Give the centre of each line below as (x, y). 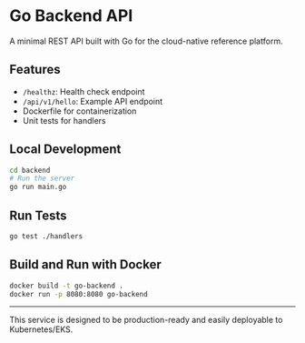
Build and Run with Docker (85, 265)
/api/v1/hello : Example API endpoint (93, 101)
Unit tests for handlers (64, 120)
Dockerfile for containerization (79, 111)
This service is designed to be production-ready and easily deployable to (146, 320)
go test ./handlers (46, 237)
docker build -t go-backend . (67, 286)
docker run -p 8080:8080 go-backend (79, 294)
